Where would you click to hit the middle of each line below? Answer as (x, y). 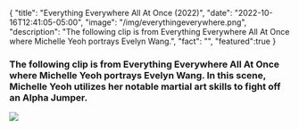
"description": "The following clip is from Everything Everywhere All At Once (149, 32)
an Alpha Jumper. (48, 97)
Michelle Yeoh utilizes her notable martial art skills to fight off (145, 86)
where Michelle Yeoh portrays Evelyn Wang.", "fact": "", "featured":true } (143, 41)
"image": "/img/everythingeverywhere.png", (166, 22)
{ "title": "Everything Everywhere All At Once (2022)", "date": (121, 13)
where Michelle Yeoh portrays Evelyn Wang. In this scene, (137, 75)
